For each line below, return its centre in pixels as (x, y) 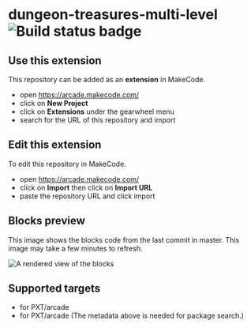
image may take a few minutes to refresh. (75, 248)
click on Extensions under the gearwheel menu (97, 111)
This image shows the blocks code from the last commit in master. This (124, 239)
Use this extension (55, 60)
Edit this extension (55, 145)
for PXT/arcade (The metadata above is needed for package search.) (132, 316)
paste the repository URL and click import (87, 196)
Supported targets (54, 289)
